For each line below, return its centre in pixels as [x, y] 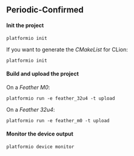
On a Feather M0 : [28, 87]
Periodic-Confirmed [45, 10]
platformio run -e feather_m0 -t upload [58, 120]
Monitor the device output [40, 134]
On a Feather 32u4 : [31, 109]
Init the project [25, 25]
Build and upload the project [42, 74]
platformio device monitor [40, 147]
